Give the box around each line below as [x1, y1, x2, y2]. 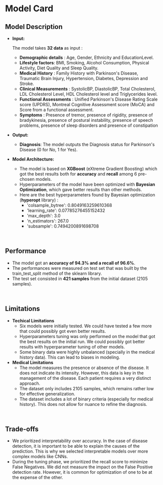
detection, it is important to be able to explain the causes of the [12, 443, 140, 449]
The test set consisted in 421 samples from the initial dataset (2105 [12, 276, 148, 282]
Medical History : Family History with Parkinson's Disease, [19, 70, 139, 76]
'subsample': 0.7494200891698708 [26, 223, 99, 229]
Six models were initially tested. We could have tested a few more [19, 323, 152, 329]
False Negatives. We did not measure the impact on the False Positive [12, 464, 153, 470]
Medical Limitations [12, 359, 54, 365]
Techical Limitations [12, 317, 55, 323]
